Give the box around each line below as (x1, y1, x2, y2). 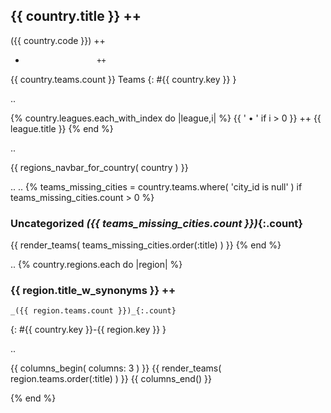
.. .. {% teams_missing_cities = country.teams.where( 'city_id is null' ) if (10, 180, 303, 193)
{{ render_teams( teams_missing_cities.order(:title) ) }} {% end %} (10, 239, 282, 251)
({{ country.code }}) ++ (10, 34, 106, 46)
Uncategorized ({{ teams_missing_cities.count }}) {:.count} (10, 216, 304, 230)
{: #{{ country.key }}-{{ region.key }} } (10, 324, 167, 336)
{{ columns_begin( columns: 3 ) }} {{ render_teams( (10, 362, 222, 374)
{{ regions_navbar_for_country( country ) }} (10, 161, 189, 173)
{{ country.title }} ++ (10, 8, 142, 25)
